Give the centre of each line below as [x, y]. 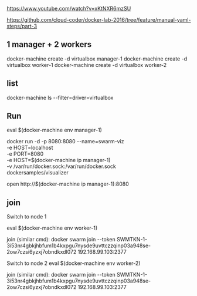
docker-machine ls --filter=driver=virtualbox [60, 97]
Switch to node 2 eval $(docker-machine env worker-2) [74, 263]
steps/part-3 [22, 26]
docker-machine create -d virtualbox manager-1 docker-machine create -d [97, 59]
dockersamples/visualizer [38, 173]
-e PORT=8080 [25, 154]
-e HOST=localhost [30, 148]
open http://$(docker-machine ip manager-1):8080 [68, 184]
